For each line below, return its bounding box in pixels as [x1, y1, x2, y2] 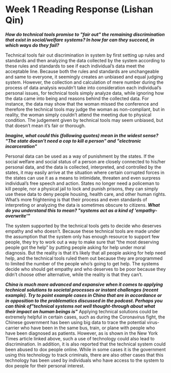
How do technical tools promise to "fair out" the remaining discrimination [5, 31, 165, 37]
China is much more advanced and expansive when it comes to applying [5, 281, 163, 287]
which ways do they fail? [5, 42, 60, 48]
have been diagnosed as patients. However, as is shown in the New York [5, 330, 158, 336]
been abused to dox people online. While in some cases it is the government [5, 346, 166, 353]
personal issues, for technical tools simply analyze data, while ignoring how [5, 90, 164, 96]
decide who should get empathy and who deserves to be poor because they [5, 266, 166, 272]
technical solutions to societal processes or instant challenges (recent [5, 287, 159, 293]
